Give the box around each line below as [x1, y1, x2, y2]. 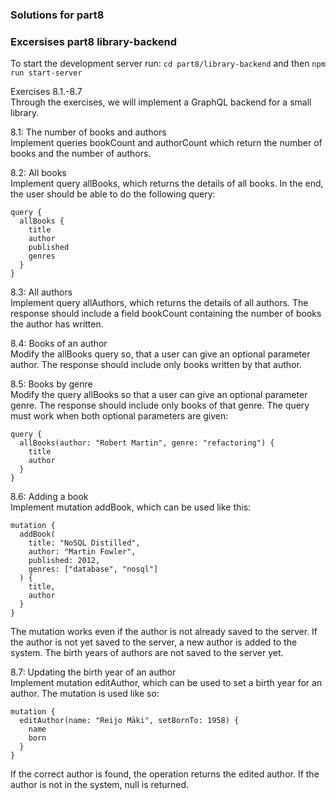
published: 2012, [28, 556, 101, 566]
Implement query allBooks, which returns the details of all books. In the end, [10, 178, 324, 190]
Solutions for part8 [10, 8, 105, 22]
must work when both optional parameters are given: [10, 410, 229, 422]
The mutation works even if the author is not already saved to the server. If [10, 626, 318, 638]
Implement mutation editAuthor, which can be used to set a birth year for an [10, 677, 323, 689]
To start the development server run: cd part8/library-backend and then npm [10, 58, 326, 70]
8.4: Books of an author [10, 338, 108, 350]
